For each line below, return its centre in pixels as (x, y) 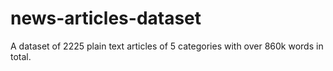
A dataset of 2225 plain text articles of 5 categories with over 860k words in (167, 46)
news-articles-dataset (106, 18)
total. (21, 56)
